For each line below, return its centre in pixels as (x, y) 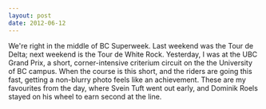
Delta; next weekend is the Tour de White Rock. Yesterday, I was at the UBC (133, 54)
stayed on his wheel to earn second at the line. (85, 96)
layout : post (30, 16)
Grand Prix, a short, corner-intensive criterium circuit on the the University (131, 62)
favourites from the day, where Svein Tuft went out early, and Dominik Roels (133, 88)
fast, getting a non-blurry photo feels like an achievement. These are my (127, 80)
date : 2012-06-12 (37, 23)
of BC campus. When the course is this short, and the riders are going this (131, 71)
